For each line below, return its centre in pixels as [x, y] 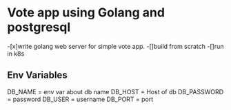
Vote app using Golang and [86, 13]
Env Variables [37, 75]
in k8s [16, 54]
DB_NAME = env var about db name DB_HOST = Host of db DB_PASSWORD [115, 91]
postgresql [39, 27]
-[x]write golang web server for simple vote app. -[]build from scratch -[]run [115, 46]
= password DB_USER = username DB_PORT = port [80, 99]
